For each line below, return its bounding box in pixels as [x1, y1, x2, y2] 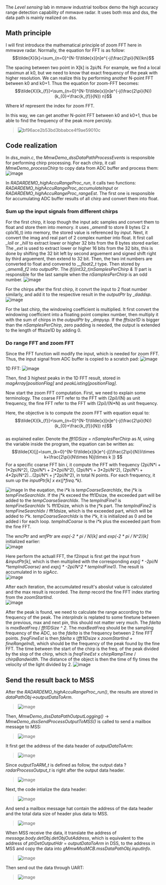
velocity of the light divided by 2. [5, 662, 72, 667]
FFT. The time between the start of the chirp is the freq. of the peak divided [5, 646, 159, 652]
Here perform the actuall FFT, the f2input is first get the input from [5, 553, 140, 559]
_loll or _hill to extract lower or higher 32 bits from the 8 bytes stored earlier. [5, 240, 160, 246]
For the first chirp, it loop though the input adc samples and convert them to [5, 219, 160, 225]
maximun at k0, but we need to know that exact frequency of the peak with [5, 70, 158, 75]
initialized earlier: [5, 539, 40, 545]
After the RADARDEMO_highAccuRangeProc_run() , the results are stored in [5, 689, 158, 695]
